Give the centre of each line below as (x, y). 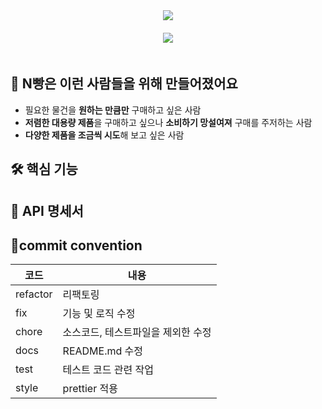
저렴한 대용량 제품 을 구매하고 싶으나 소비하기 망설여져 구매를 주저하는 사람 (168, 122)
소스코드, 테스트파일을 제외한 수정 (137, 332)
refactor (34, 294)
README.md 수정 (102, 351)
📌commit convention (76, 245)
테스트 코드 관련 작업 (108, 370)
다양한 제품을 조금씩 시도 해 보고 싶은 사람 (104, 135)
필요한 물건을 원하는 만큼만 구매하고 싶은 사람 (113, 110)
